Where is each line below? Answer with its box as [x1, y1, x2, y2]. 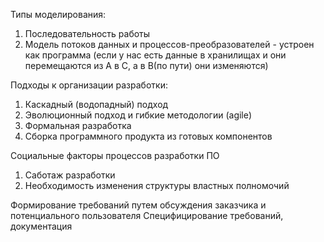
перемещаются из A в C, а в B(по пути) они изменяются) [24, 60, 269, 71]
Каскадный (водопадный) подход [24, 99, 169, 110]
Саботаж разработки [24, 169, 116, 181]
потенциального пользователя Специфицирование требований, [10, 210, 284, 221]
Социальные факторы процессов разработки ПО [10, 150, 220, 161]
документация [10, 220, 73, 232]
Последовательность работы [24, 28, 151, 39]
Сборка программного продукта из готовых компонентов [24, 130, 273, 142]
